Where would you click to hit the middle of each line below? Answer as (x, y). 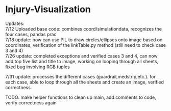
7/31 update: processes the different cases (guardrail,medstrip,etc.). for (80, 76)
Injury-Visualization (48, 9)
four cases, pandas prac (31, 34)
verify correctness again (31, 102)
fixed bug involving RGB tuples (38, 67)
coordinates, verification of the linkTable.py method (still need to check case (86, 45)
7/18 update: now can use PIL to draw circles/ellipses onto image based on (84, 40)
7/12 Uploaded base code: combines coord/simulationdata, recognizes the (84, 29)
